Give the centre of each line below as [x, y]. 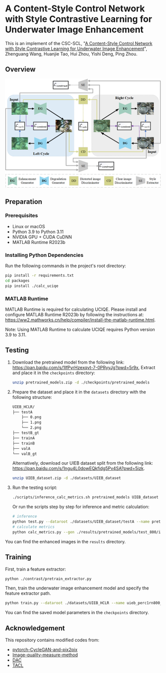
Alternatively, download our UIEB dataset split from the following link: [83, 463]
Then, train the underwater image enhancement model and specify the [77, 588]
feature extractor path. [28, 593]
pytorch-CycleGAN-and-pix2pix [45, 650]
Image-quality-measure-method [45, 655]
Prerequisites [21, 216]
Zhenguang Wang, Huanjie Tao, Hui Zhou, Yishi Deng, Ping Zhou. [71, 54]
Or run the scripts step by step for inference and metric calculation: [81, 507]
